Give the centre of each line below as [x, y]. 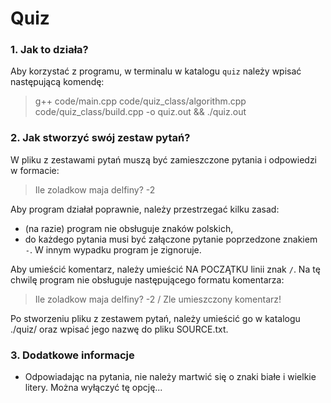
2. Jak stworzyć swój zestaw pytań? [100, 138]
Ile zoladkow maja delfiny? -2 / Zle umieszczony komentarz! [158, 299]
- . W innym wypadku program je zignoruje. [113, 249]
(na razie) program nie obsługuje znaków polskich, [129, 228]
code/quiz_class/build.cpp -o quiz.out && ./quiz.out [140, 112]
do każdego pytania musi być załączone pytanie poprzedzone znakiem [171, 239]
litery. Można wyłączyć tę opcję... [93, 388]
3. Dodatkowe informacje [72, 355]
